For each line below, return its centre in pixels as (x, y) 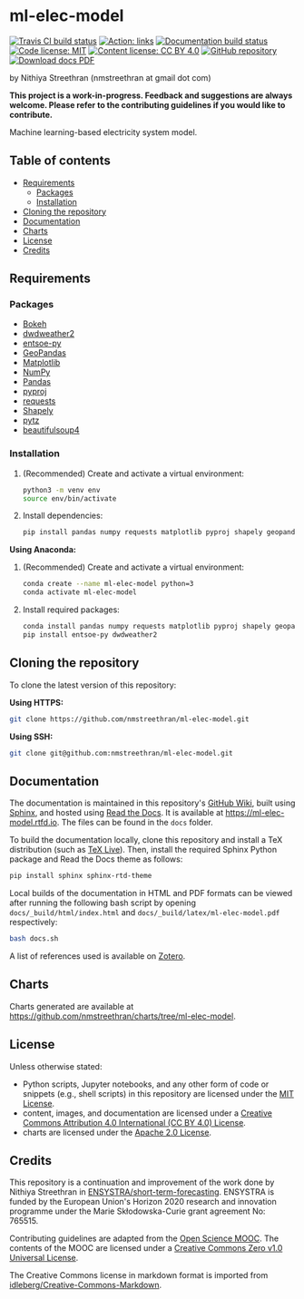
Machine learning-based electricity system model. (103, 132)
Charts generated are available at (72, 1006)
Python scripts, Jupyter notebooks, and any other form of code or (146, 1084)
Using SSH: (31, 737)
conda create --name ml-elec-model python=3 (108, 584)
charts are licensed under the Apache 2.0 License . (117, 1132)
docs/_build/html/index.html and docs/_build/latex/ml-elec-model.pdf (145, 913)
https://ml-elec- (255, 813)
